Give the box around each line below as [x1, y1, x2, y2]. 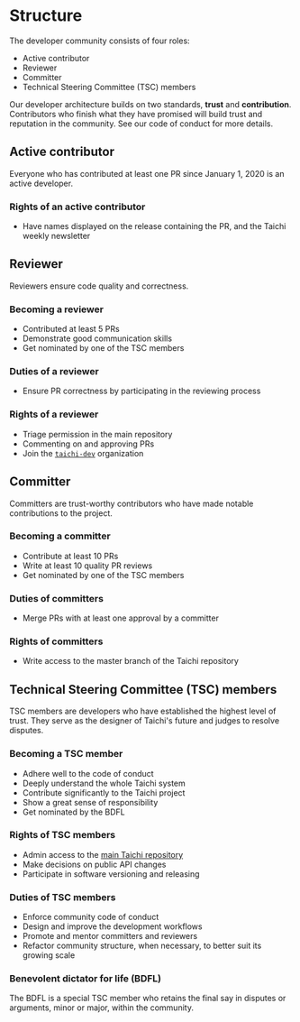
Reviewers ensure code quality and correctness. [9, 281, 189, 291]
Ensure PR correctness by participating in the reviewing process [22, 385, 261, 397]
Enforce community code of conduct [22, 912, 159, 923]
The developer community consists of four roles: [9, 35, 191, 46]
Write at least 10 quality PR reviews [22, 560, 153, 571]
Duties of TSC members [9, 890, 116, 903]
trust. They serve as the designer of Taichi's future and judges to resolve [9, 715, 280, 726]
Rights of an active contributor [9, 200, 146, 213]
